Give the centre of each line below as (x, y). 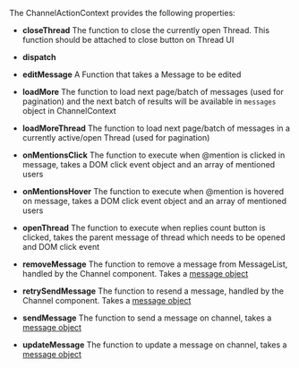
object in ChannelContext (69, 111)
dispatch (39, 57)
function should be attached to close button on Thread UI (128, 40)
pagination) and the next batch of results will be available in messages (149, 101)
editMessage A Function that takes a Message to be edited (132, 74)
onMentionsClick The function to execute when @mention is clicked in (154, 155)
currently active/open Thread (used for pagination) (116, 137)
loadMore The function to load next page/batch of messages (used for (153, 92)
